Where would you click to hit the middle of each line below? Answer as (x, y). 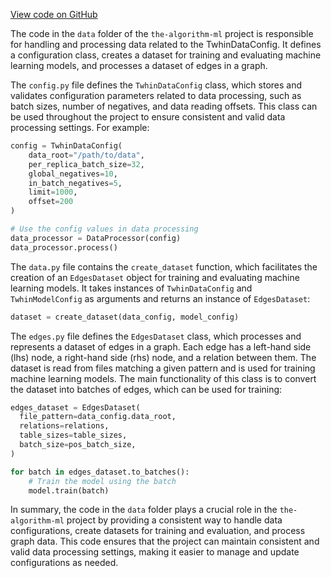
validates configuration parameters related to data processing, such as (156, 95)
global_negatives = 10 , (73, 174)
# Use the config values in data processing (104, 229)
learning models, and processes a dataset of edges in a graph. (139, 65)
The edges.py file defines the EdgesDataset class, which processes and (156, 336)
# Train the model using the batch (102, 481)
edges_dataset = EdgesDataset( (75, 407)
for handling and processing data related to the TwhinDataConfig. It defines (166, 44)
